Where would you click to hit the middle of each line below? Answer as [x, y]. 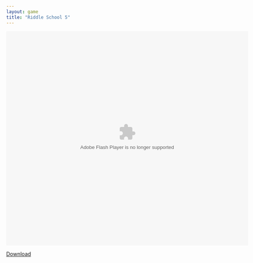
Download [19, 253]
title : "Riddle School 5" [38, 17]
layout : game [22, 12]
